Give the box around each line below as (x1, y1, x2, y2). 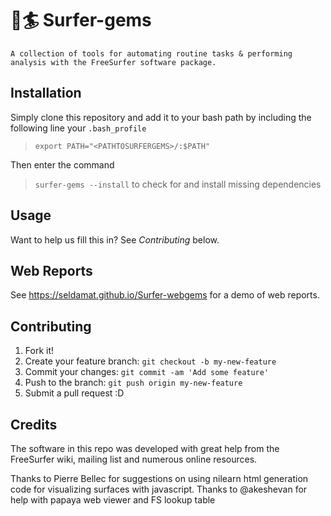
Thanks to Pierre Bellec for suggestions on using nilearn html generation (10, 473, 309, 484)
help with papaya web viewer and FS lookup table (10, 494, 216, 506)
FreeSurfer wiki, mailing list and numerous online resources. (10, 453, 258, 465)
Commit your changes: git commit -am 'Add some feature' (24, 366, 270, 378)
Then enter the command (10, 158, 115, 171)
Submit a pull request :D (24, 387, 125, 399)
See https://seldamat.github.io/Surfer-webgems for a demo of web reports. (10, 289, 320, 301)
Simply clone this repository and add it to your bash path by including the (10, 111, 312, 123)
